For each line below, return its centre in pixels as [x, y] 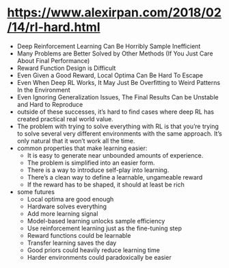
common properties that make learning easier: [82, 148]
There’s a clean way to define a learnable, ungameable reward [115, 177]
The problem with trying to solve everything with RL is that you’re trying [118, 126]
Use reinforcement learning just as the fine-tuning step [105, 228]
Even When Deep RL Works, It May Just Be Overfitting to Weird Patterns [119, 82]
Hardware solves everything [67, 206]
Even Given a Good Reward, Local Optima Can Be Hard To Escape [110, 75]
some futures [36, 192]
